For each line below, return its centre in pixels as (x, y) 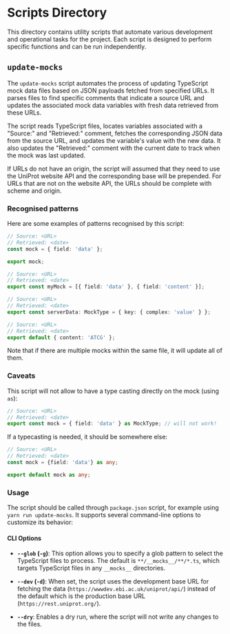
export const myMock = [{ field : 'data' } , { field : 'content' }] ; (106, 287)
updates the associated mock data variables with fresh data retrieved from (113, 105)
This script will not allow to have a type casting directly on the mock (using (113, 391)
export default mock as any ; (49, 474)
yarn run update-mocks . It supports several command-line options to (104, 515)
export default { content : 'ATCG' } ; (61, 337)
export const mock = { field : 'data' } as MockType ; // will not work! (112, 424)
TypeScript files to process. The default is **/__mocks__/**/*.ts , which (118, 561)
